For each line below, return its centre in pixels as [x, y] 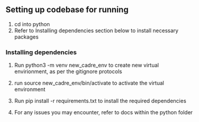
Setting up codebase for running [67, 10]
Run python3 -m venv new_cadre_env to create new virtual [86, 65]
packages [27, 37]
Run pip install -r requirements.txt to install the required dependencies [100, 101]
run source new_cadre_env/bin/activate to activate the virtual [89, 83]
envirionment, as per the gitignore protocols [68, 71]
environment [30, 89]
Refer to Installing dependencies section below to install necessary [96, 30]
